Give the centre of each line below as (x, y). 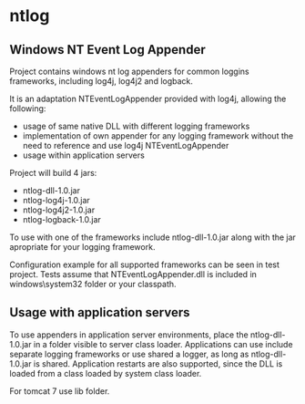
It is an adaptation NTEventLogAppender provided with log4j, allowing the (148, 98)
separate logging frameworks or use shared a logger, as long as (129, 354)
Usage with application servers (100, 312)
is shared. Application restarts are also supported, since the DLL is (158, 363)
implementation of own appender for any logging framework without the (158, 136)
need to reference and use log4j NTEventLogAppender (126, 145)
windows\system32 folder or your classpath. (93, 284)
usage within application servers (84, 155)
